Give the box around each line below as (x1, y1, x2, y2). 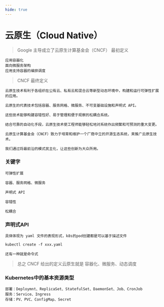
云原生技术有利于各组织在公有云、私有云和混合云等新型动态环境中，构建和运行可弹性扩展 (5, 88, 159, 93)
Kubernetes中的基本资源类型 (5, 275, 74, 281)
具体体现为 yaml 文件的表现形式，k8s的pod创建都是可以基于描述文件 (5, 234, 127, 239)
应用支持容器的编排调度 (5, 68, 46, 73)
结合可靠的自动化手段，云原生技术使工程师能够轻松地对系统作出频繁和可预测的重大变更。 (5, 122, 159, 127)
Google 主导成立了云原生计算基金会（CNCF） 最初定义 (17, 47, 129, 53)
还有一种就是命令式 (5, 251, 38, 257)
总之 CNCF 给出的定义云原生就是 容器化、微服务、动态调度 (17, 261, 137, 267)
